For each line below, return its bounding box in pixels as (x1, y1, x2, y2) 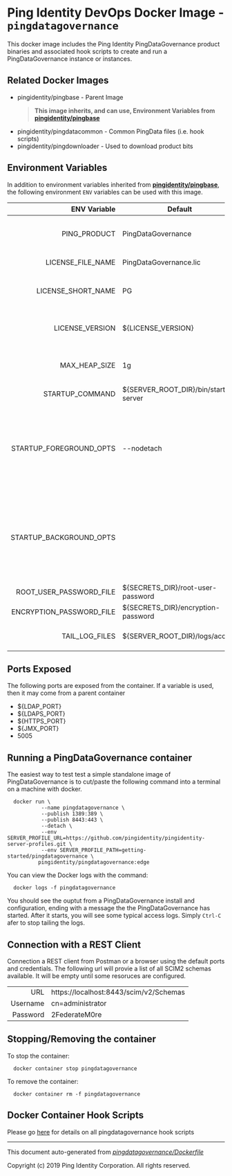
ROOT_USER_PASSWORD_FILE (16, 587, 116, 597)
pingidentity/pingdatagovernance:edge (37, 859, 150, 866)
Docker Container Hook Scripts (7, 1110, 144, 1121)
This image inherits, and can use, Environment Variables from (34, 106, 215, 115)
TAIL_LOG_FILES (61, 631, 116, 641)
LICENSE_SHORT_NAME (36, 286, 116, 296)
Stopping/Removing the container (7, 1033, 157, 1045)
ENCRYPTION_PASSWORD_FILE (11, 607, 116, 617)
